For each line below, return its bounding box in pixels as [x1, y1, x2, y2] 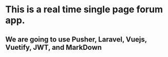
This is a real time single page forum [5, 4, 163, 15]
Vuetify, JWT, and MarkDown [5, 43, 102, 52]
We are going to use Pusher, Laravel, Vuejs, [5, 35, 147, 44]
